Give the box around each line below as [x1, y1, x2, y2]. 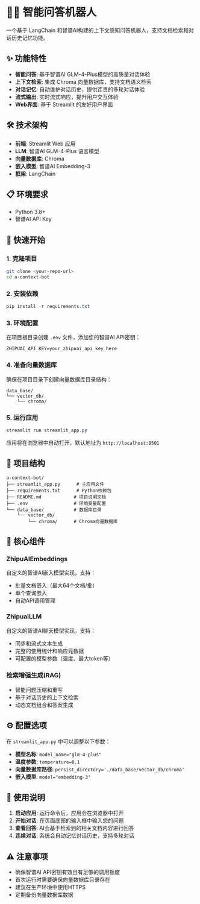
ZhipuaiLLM [6, 612, 42, 621]
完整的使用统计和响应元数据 [14, 647, 84, 654]
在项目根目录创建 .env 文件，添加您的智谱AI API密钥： [6, 334, 141, 341]
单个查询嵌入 [14, 589, 47, 597]
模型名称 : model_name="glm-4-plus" [14, 750, 102, 758]
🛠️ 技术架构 [6, 120, 48, 130]
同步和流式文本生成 [14, 639, 63, 647]
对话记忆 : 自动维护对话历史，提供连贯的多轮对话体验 [14, 86, 145, 93]
